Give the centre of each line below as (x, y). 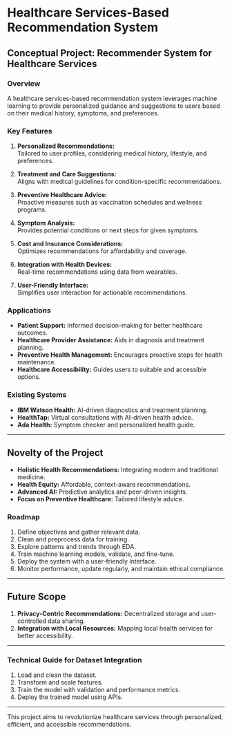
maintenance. (37, 362)
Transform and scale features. (60, 682)
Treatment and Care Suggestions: (67, 174)
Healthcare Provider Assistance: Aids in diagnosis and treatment (111, 340)
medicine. (31, 477)
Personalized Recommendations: (66, 146)
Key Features (30, 131)
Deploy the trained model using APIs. (70, 697)
